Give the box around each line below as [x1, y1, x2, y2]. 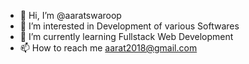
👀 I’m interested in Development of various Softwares [19, 20, 240, 32]
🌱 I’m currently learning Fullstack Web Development [19, 31, 234, 42]
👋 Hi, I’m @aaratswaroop [19, 10, 122, 21]
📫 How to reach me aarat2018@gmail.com [19, 42, 198, 54]
